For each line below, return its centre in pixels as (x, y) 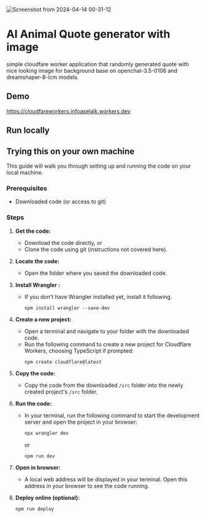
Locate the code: (37, 261)
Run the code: (33, 404)
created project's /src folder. (61, 392)
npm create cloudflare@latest (63, 362)
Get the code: (33, 231)
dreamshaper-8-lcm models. (43, 77)
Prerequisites (27, 188)
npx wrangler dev (47, 434)
